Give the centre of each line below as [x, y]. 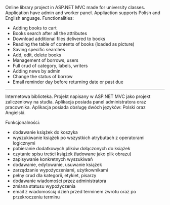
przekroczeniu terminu [36, 197]
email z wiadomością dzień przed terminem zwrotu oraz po [74, 192]
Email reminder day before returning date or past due [68, 82]
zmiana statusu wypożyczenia [44, 186]
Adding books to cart [34, 28]
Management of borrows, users [45, 60]
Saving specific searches [39, 49]
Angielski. [15, 113]
